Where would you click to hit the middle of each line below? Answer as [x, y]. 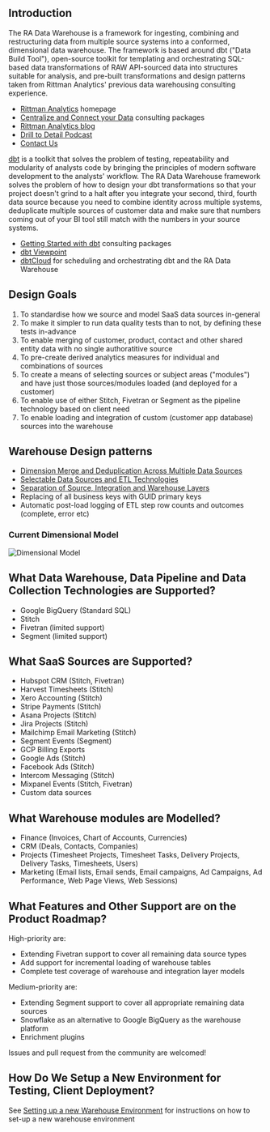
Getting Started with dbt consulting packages [96, 243]
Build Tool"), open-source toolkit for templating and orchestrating [117, 58]
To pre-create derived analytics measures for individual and [120, 357]
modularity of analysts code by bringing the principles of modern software [132, 167]
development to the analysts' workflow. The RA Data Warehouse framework [135, 176]
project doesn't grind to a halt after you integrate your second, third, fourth [133, 193]
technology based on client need [75, 409]
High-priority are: [37, 938]
